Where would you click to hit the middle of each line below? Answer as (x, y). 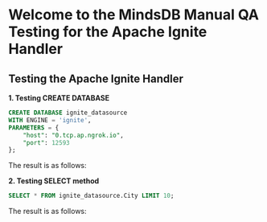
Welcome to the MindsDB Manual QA (134, 15)
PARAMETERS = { (34, 127)
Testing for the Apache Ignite (108, 32)
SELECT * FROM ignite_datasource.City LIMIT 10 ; (91, 196)
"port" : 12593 (46, 142)
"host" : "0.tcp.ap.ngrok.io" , (74, 135)
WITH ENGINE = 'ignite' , (50, 120)
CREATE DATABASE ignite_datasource (68, 113)
